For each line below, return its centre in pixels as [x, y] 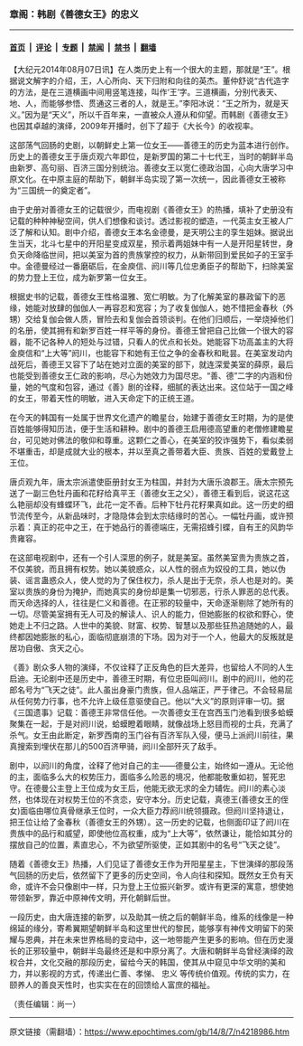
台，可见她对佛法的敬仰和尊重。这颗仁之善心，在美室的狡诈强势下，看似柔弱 [151, 439]
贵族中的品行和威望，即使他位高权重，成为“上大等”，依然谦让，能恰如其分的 [151, 833]
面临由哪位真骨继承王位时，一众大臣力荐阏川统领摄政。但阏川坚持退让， [155, 810]
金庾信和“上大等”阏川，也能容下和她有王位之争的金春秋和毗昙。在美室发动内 [151, 353]
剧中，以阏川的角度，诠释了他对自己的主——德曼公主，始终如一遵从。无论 [147, 765]
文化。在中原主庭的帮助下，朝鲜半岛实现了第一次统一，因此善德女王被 [147, 179]
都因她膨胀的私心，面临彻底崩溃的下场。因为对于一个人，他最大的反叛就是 [155, 636]
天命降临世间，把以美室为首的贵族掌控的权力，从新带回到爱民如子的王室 [151, 254]
